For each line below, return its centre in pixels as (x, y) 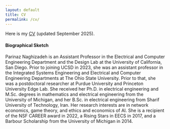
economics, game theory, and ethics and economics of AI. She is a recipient (85, 110)
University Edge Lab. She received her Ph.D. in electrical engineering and (82, 89)
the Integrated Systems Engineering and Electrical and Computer (73, 73)
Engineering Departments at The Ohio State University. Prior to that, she (80, 78)
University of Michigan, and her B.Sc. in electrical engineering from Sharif (82, 100)
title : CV (16, 15)
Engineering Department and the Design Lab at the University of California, (84, 62)
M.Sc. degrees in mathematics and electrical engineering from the (74, 94)
